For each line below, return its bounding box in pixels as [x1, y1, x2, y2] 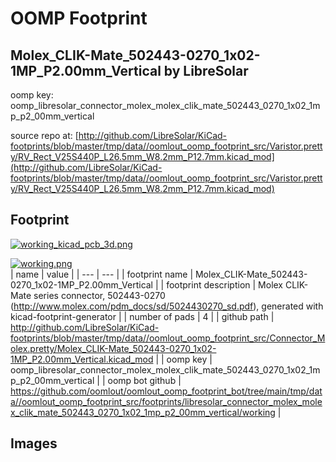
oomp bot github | [107, 374, 182, 386]
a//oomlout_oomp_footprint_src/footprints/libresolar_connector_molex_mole [10, 395, 323, 407]
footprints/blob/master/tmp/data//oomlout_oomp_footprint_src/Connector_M [10, 332, 326, 344]
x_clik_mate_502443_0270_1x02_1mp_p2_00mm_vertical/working [10, 406, 276, 418]
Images [10, 435, 58, 452]
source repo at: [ [10, 130, 79, 141]
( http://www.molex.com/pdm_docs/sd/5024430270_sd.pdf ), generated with [10, 300, 324, 312]
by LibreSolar [163, 62, 249, 79]
